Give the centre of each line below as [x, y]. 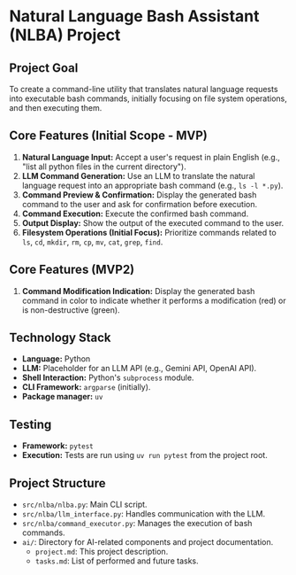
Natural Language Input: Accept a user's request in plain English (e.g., [151, 157]
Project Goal [44, 68]
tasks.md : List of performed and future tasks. [117, 561]
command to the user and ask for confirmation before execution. [140, 204]
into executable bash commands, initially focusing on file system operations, [148, 98]
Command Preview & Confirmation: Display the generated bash [139, 194]
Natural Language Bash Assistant [134, 16]
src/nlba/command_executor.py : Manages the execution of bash [137, 524]
